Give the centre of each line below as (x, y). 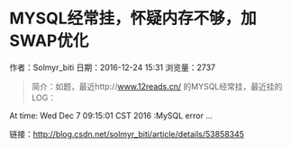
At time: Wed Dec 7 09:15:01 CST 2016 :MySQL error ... (111, 115)
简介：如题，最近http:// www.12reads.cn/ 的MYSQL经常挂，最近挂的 (157, 86)
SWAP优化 (49, 41)
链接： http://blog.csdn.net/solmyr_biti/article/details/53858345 (127, 134)
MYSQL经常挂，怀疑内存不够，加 (133, 18)
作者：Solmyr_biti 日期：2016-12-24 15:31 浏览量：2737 (113, 67)
